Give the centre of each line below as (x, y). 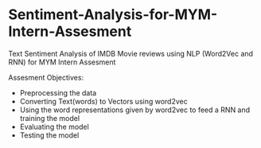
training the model (50, 118)
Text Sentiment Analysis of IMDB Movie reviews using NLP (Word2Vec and (130, 53)
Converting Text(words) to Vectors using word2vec (104, 101)
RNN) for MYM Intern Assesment (62, 62)
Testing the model (49, 135)
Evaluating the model (54, 127)
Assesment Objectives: (46, 77)
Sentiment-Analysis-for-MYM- (113, 15)
